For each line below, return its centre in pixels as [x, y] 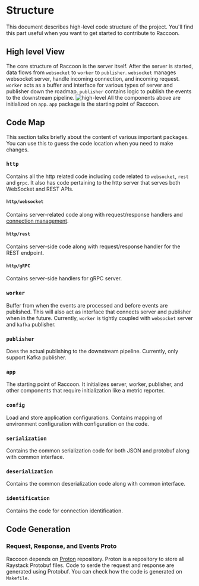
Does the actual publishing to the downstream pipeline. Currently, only [92, 351]
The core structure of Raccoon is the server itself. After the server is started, [100, 66]
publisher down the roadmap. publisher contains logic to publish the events [99, 91]
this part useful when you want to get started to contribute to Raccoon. [93, 33]
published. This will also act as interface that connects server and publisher [99, 312]
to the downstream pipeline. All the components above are [94, 97]
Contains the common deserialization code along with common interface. [96, 484]
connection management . [37, 221]
